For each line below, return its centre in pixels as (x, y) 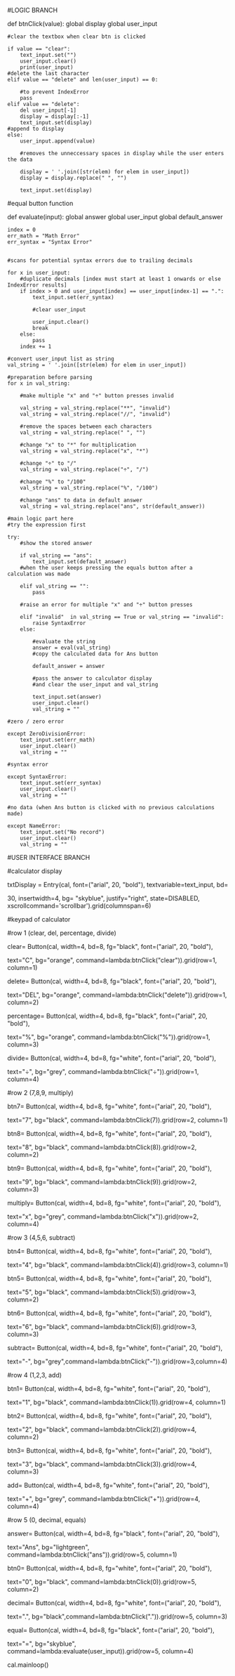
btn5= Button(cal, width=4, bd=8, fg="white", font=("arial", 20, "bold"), (109, 1278)
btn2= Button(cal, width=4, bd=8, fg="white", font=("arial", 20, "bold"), (109, 1416)
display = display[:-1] (55, 117)
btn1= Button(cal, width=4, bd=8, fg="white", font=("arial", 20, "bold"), (109, 1389)
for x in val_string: (39, 384)
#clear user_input (59, 310)
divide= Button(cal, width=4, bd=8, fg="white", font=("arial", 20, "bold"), (112, 1058)
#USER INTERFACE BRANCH (49, 857)
